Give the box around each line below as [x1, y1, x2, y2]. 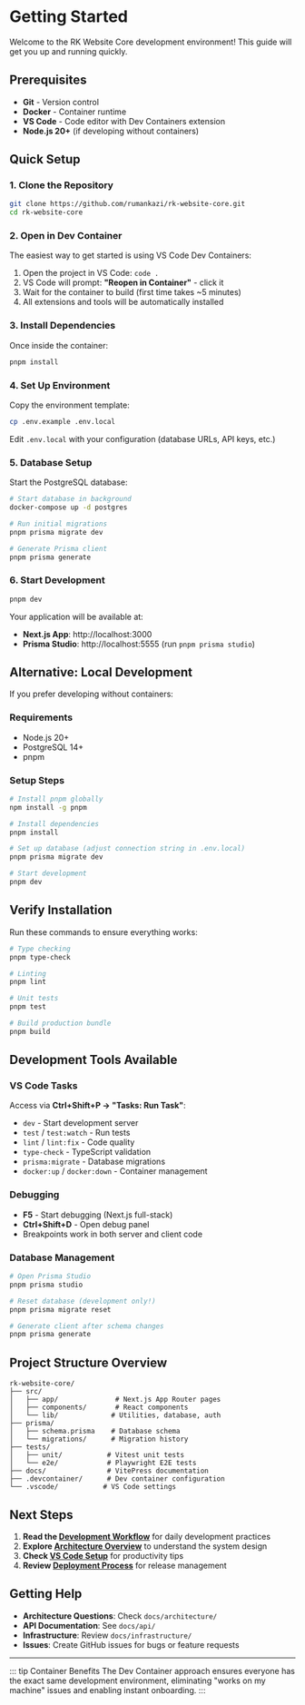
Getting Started [9, 6, 129, 27]
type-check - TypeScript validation [22, 1147, 152, 1158]
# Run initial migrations [9, 519, 107, 528]
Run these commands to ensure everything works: [9, 926, 198, 937]
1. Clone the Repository [9, 179, 113, 192]
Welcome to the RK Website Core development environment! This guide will [9, 36, 292, 47]
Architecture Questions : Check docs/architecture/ [22, 1610, 218, 1621]
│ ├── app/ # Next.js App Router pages [9, 1395, 221, 1404]
